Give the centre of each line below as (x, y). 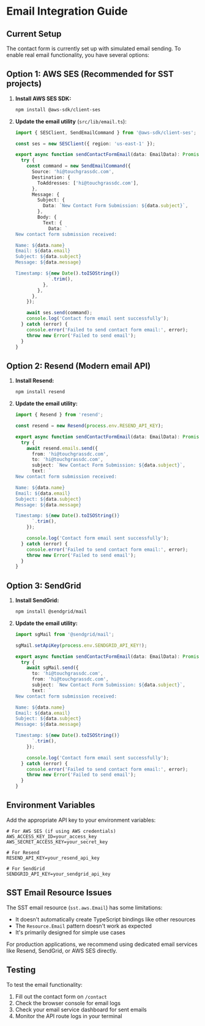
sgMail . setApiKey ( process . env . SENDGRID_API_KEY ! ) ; (81, 645)
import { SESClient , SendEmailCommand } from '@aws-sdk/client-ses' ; (106, 133)
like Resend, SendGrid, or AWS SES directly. (62, 950)
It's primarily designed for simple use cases (70, 932)
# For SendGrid (26, 869)
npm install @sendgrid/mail (51, 612)
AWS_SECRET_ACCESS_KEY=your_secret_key (57, 842)
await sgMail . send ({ (53, 668)
